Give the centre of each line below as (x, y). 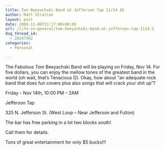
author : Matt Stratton (29, 15)
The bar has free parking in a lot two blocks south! (58, 122)
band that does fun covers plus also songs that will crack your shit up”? (80, 83)
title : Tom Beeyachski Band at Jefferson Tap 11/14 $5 (65, 10)
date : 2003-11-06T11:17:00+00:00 (41, 24)
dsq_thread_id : (21, 34)
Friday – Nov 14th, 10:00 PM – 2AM (42, 93)
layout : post (19, 19)
